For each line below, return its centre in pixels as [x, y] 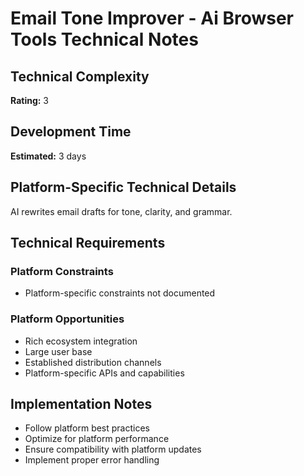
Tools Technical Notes [104, 39]
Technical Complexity [80, 76]
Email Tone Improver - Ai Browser [152, 18]
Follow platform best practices [87, 428]
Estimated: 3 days [48, 156]
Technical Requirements [88, 243]
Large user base [58, 351]
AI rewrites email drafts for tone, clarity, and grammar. [121, 211]
